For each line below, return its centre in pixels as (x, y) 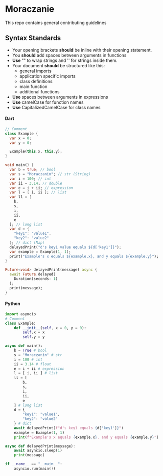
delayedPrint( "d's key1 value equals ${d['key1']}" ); (65, 247)
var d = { (19, 229)
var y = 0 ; (21, 143)
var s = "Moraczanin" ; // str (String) (50, 174)
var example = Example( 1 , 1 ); (40, 252)
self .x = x (34, 333)
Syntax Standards (33, 38)
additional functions (39, 91)
